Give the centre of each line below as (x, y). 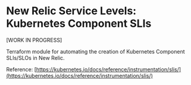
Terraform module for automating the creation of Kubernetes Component (96, 51)
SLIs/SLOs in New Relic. (35, 58)
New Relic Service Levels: (71, 11)
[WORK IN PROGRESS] (34, 40)
